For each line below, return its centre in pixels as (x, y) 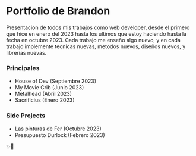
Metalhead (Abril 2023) (43, 94)
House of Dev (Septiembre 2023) (56, 81)
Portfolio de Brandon (58, 11)
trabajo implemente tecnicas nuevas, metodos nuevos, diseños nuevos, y (96, 46)
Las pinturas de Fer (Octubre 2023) (58, 129)
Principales (23, 68)
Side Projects (26, 116)
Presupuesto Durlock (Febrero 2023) (60, 135)
